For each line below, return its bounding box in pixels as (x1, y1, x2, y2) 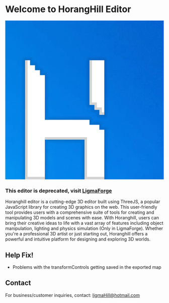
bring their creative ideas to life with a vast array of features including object (5, 220, 163, 226)
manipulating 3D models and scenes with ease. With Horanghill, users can (5, 215, 159, 221)
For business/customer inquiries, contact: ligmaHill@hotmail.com (5, 292, 140, 298)
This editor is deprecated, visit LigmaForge (5, 187, 112, 194)
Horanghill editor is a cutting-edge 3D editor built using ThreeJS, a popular (5, 199, 160, 205)
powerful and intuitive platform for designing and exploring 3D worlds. (5, 236, 151, 243)
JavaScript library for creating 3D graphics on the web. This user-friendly (5, 204, 157, 210)
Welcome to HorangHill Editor (5, 4, 131, 15)
